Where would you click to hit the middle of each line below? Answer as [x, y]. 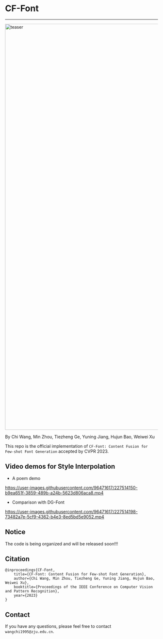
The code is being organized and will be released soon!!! [62, 543]
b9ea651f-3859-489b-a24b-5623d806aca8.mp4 [54, 492]
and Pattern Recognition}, [32, 591]
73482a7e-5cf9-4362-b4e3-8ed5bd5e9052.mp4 [55, 517]
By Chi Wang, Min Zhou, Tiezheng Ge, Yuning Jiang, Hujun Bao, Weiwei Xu [80, 437]
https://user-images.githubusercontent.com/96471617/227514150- [71, 488]
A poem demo [26, 478]
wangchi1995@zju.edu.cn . [30, 632]
